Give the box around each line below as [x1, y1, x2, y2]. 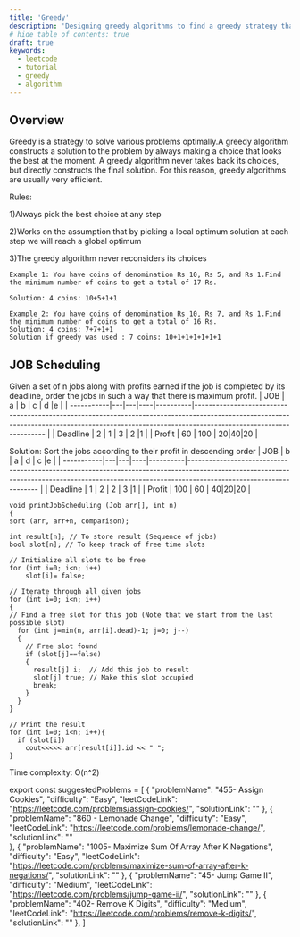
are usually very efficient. [9, 174, 103, 185]
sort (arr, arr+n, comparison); [9, 517, 129, 526]
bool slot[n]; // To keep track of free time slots [9, 540, 205, 550]
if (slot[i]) [17, 736, 66, 745]
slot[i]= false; [25, 571, 87, 581]
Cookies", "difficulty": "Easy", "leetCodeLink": [9, 794, 178, 805]
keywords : [9, 46, 46, 55]
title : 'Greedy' [9, 13, 70, 22]
